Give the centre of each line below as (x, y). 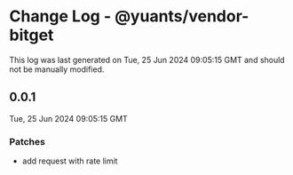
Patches (28, 141)
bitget (32, 35)
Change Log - (60, 16)
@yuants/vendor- (182, 16)
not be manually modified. (57, 69)
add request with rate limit (70, 161)
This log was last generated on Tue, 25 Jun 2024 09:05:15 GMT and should (147, 60)
